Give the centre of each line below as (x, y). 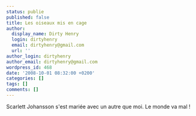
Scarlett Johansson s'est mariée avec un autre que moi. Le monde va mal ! (98, 106)
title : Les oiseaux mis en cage (46, 23)
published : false (28, 17)
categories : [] (25, 78)
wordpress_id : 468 (29, 67)
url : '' (21, 51)
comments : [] (22, 90)
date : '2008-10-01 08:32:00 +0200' (51, 73)
